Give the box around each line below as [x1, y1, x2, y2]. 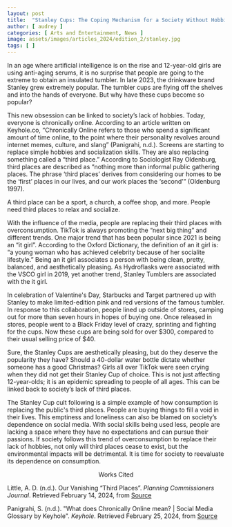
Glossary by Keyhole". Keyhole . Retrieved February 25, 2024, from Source [7, 512, 217, 520]
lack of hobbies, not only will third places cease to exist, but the [7, 443, 188, 450]
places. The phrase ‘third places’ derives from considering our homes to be [7, 170, 222, 178]
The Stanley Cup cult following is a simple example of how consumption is [7, 399, 219, 406]
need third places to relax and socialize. [7, 205, 121, 213]
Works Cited [98, 470, 134, 479]
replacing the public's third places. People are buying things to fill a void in [7, 405, 220, 414]
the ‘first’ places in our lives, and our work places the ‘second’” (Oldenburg [7, 178, 220, 185]
